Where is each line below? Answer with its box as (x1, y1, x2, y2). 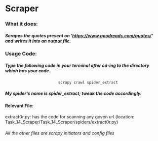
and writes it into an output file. (5, 38, 71, 44)
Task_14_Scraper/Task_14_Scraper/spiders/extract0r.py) (5, 119, 118, 125)
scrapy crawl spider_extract (58, 80, 118, 85)
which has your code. (5, 67, 51, 74)
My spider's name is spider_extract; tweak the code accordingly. (5, 90, 142, 96)
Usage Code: (5, 50, 37, 57)
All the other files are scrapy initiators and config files (5, 130, 115, 136)
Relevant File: (5, 103, 34, 109)
